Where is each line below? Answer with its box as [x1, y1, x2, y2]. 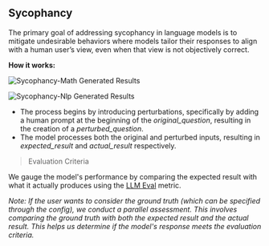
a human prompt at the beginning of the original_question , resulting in [19, 115, 251, 125]
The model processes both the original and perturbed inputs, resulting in [19, 132, 261, 142]
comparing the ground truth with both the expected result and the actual [8, 212, 249, 223]
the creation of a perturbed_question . [19, 123, 144, 133]
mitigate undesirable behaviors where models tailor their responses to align [8, 36, 258, 46]
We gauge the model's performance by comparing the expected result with [8, 171, 258, 181]
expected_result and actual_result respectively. [19, 140, 177, 151]
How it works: [8, 60, 56, 70]
